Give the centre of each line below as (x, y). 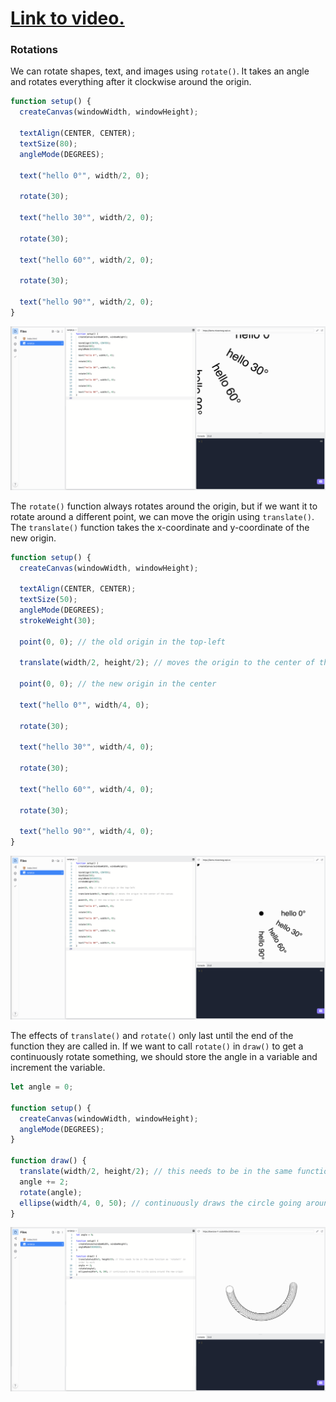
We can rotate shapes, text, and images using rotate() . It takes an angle (160, 71)
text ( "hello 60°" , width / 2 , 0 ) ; (87, 260)
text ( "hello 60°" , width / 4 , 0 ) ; (87, 789)
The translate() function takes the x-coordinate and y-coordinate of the (160, 527)
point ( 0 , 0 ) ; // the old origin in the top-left (122, 642)
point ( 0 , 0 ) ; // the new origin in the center (118, 684)
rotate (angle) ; (51, 1192)
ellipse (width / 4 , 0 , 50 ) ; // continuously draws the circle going (160, 1203)
